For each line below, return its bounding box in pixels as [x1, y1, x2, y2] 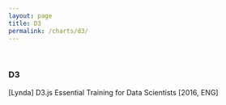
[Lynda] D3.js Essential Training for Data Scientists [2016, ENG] [8, 87, 219, 97]
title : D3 [8, 19, 42, 27]
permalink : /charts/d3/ [8, 27, 89, 35]
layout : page [8, 11, 53, 20]
